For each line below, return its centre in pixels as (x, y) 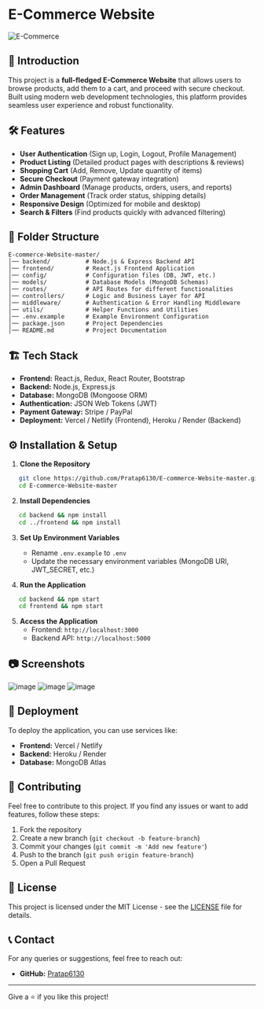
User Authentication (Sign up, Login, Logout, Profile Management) (128, 153)
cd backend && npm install (63, 515)
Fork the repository (51, 829)
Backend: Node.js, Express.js (67, 387)
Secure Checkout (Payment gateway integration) (99, 179)
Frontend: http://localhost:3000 (85, 630)
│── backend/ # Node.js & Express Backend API (101, 262)
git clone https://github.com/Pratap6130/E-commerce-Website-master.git (140, 478)
